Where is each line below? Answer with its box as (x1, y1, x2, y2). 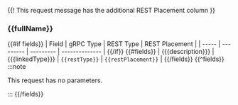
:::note (7, 62, 26, 71)
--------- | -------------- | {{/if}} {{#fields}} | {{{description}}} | (30, 48, 215, 56)
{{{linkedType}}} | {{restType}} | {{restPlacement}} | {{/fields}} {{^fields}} (7, 55, 225, 63)
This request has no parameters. (7, 76, 103, 84)
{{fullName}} (7, 23, 53, 33)
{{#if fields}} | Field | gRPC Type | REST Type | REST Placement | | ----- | (7, 40, 221, 48)
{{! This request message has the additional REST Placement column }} (7, 6, 215, 14)
